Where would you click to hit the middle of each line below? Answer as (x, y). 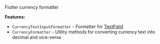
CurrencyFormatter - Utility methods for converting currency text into (84, 32)
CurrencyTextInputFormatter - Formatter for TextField (67, 26)
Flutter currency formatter (32, 7)
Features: (15, 17)
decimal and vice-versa (37, 37)
